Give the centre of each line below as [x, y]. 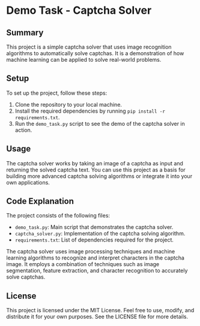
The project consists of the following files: [58, 216]
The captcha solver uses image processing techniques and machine [91, 252]
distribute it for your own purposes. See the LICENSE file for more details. [97, 317]
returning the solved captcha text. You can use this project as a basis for [96, 170]
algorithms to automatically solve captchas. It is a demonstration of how [95, 53]
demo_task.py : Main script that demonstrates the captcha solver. [94, 227]
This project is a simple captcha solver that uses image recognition [89, 47]
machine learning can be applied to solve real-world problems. [84, 60]
